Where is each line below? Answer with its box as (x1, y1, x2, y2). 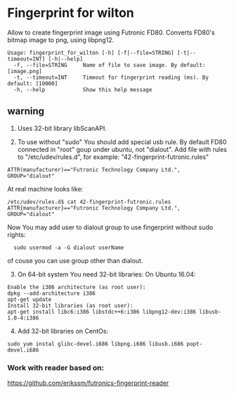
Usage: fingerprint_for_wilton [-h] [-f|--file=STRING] (7, 49, 174, 56)
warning (7, 106, 44, 117)
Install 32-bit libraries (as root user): (7, 302, 134, 309)
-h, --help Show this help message (13, 86, 152, 93)
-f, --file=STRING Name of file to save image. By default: (13, 61, 206, 68)
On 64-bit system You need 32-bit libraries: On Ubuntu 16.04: (17, 269, 196, 279)
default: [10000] (7, 80, 58, 87)
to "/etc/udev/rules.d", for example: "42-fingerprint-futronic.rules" (17, 153, 209, 161)
